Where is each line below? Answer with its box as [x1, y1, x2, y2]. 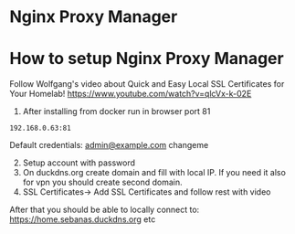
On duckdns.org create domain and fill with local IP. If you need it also [22, 167, 286, 178]
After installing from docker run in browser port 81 [22, 106, 211, 117]
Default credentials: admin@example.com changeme [9, 140, 209, 151]
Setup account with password [22, 157, 135, 168]
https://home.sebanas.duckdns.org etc [9, 214, 156, 225]
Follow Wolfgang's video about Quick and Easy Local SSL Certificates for [9, 79, 285, 90]
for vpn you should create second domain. [22, 176, 183, 188]
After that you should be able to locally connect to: [9, 204, 200, 216]
